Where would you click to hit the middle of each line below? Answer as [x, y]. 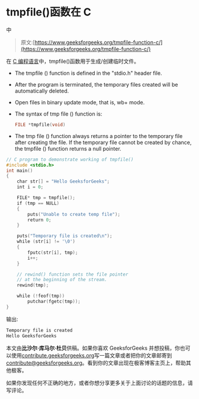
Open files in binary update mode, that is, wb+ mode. [80, 102]
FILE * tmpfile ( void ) [40, 125]
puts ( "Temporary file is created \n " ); [65, 236]
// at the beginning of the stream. [62, 280]
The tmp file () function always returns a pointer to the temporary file [99, 136]
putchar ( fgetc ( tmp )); [54, 302]
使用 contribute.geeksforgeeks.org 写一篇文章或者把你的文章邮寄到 [92, 355]
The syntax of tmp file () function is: [58, 114]
